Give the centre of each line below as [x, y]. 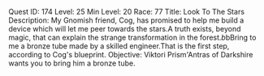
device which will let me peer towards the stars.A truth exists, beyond [125, 29]
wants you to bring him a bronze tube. [72, 63]
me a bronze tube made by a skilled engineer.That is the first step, [119, 46]
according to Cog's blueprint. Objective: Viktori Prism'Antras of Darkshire [131, 55]
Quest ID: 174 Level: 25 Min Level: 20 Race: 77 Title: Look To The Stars [127, 12]
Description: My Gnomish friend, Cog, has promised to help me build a [126, 20]
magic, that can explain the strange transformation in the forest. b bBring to [132, 37]
